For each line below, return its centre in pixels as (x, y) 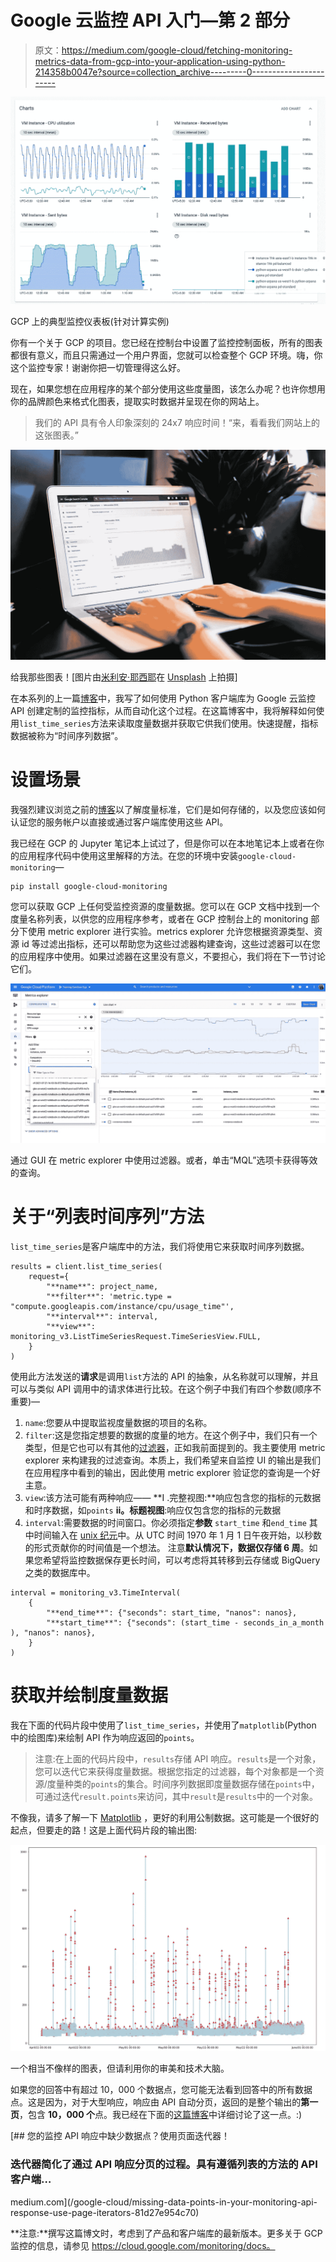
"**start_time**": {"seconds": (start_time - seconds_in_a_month (185, 1622)
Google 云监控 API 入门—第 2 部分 (150, 20)
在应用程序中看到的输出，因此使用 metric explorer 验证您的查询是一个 (168, 1472)
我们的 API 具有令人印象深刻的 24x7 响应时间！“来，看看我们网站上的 (177, 423)
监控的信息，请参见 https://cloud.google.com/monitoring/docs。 (143, 2245)
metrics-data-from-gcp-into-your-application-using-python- (160, 61)
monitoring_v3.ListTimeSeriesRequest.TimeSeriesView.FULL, (136, 1336)
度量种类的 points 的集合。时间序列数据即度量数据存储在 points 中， (183, 1783)
